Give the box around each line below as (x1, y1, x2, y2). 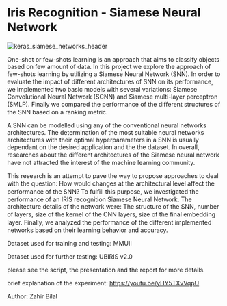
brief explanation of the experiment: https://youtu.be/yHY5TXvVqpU (7, 279, 200, 287)
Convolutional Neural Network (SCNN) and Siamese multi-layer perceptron (7, 92, 218, 101)
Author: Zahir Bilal (7, 292, 58, 301)
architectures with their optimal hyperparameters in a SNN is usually (7, 136, 200, 144)
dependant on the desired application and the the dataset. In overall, (7, 142, 200, 151)
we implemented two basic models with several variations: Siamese (7, 85, 198, 93)
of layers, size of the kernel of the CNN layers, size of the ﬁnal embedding (7, 210, 216, 218)
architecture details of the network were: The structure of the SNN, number (7, 202, 219, 210)
